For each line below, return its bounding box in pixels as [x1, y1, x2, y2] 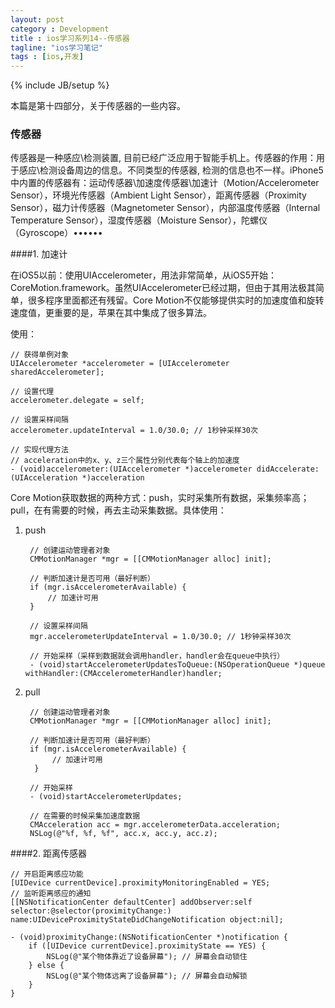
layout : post [10, 14, 65, 25]
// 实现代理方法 [10, 445, 69, 455]
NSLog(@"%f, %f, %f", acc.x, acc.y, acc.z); [29, 829, 218, 839]
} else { [28, 961, 65, 971]
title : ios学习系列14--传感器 [10, 33, 130, 43]
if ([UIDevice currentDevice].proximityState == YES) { [28, 941, 267, 951]
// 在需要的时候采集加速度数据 [29, 811, 141, 821]
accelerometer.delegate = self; [10, 396, 145, 406]
